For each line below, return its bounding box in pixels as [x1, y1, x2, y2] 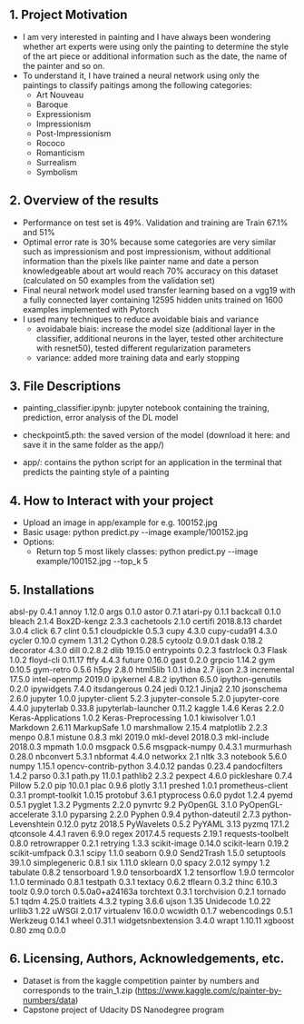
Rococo [35, 137, 65, 148]
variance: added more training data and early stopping [35, 352, 240, 363]
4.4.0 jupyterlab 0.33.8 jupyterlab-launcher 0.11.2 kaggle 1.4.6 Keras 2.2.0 [9, 703, 284, 714]
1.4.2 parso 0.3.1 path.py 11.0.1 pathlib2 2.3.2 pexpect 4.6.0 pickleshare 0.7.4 [9, 770, 293, 781]
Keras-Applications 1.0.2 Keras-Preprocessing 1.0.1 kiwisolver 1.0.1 [9, 712, 256, 723]
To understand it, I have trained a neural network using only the [22, 70, 260, 81]
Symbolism [35, 166, 79, 177]
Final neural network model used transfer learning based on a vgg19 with [22, 284, 296, 295]
